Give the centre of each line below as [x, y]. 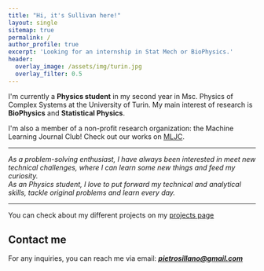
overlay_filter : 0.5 [49, 74]
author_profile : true [44, 45]
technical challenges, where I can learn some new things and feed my [122, 167]
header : [21, 60]
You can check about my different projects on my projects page [111, 215]
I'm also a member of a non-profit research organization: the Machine [121, 128]
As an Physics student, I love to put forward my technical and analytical [125, 184]
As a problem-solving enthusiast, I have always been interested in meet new [132, 159]
